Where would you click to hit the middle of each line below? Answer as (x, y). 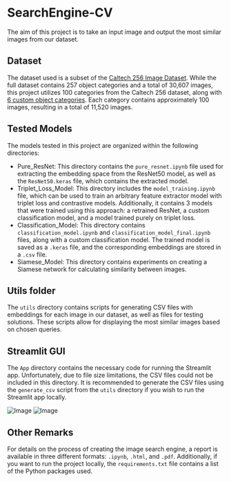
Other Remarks (40, 433)
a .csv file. (32, 254)
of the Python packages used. (50, 471)
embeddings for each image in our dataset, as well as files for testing (105, 315)
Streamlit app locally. (37, 397)
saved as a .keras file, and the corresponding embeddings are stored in (119, 247)
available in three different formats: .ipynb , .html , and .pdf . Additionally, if (112, 456)
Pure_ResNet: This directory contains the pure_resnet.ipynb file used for (120, 166)
